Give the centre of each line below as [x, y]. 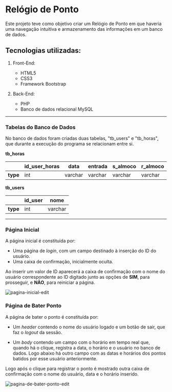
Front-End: [24, 63]
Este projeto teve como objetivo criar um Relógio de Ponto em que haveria [84, 24]
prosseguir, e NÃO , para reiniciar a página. [50, 282]
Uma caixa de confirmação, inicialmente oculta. [63, 262]
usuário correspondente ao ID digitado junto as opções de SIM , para [78, 277]
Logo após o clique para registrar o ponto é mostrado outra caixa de [77, 368]
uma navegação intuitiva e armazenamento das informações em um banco [84, 29]
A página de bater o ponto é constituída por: [52, 317]
